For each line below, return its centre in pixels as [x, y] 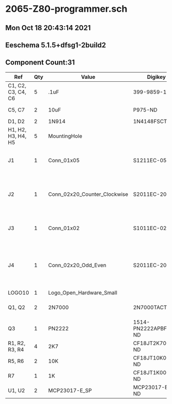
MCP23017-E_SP [70, 390]
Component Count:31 [40, 63]
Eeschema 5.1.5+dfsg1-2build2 [56, 45]
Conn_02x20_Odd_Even [77, 265]
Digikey [156, 77]
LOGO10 [18, 293]
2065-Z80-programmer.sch [66, 9]
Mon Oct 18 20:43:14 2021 [48, 28]
